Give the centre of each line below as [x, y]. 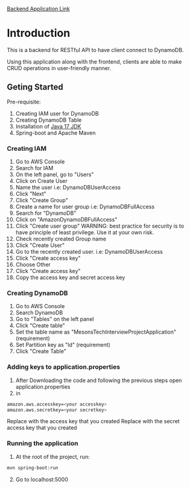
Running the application [43, 443]
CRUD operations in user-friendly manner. [59, 68]
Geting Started [35, 87]
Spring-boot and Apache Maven [55, 133]
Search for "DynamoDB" [46, 213]
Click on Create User [42, 181]
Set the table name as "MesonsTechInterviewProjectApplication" [96, 332]
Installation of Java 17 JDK [48, 126]
